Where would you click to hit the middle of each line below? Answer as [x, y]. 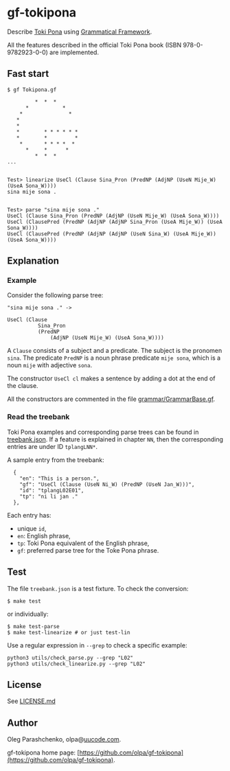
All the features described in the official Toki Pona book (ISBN [94, 45]
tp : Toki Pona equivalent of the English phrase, [83, 543]
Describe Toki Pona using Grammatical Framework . [80, 32]
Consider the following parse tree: [55, 295]
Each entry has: [29, 515]
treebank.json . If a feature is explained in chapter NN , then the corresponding [115, 439]
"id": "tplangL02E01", [52, 490]
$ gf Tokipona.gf [32, 90]
